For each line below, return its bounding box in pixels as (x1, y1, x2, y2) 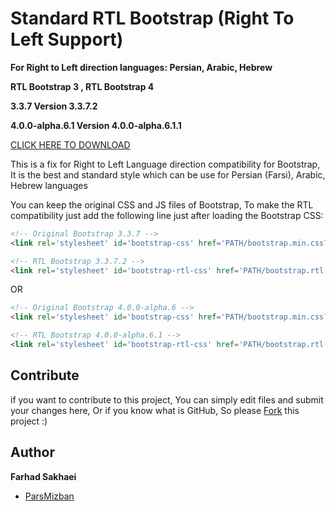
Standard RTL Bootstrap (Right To (10, 7, 295, 30)
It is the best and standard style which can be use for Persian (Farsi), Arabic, (10, 168, 326, 181)
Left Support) (10, 28, 124, 51)
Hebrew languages (10, 179, 88, 191)
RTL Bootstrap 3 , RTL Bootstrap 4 (10, 80, 155, 92)
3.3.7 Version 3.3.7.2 (10, 100, 98, 112)
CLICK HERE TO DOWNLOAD (10, 138, 131, 151)
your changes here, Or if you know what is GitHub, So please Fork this (10, 404, 300, 416)
